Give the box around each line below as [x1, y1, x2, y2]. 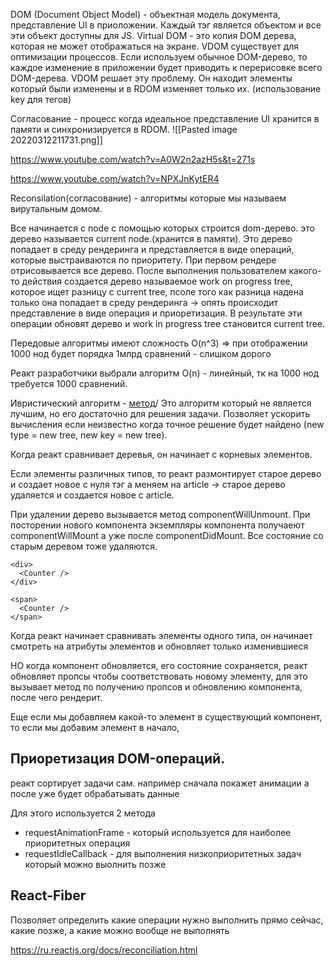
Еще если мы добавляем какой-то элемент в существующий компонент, [10, 711, 323, 723]
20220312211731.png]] [10, 134, 103, 146]
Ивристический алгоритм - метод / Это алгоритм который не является [10, 397, 312, 409]
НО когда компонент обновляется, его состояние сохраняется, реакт [10, 660, 308, 671]
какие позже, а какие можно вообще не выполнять [10, 924, 230, 936]
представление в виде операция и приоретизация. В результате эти [10, 307, 303, 319]
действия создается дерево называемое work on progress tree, [21, 275, 293, 287]
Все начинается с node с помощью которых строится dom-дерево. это [10, 222, 315, 234]
